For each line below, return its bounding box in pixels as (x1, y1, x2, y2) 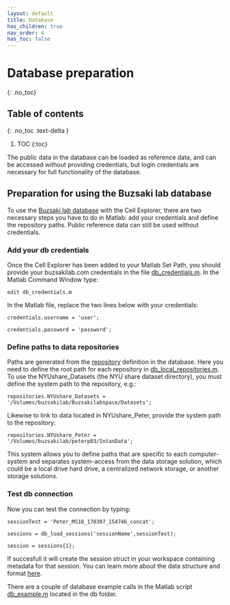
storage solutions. (7, 472, 58, 480)
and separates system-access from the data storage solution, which (29, 458, 222, 466)
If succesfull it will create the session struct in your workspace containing (7, 554, 215, 562)
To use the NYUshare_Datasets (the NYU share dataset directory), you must (7, 373, 222, 381)
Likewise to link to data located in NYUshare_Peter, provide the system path (7, 411, 222, 420)
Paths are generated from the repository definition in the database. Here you (7, 358, 224, 366)
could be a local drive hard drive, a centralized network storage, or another (7, 464, 220, 473)
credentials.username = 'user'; (7, 314, 100, 321)
